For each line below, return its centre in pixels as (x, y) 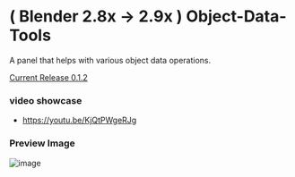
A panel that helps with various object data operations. (110, 60)
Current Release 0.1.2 (48, 77)
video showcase (46, 100)
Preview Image (42, 143)
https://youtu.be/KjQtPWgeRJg (79, 120)
